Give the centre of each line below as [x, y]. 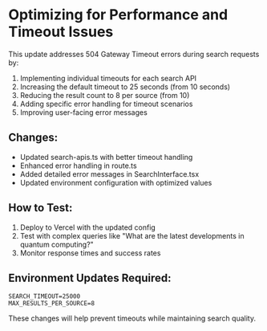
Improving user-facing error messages [84, 112]
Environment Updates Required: [90, 278]
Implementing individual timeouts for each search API [108, 78]
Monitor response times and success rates [90, 253]
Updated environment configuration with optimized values [116, 182]
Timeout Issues [61, 32]
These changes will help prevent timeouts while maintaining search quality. [132, 318]
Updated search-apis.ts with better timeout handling [106, 157]
